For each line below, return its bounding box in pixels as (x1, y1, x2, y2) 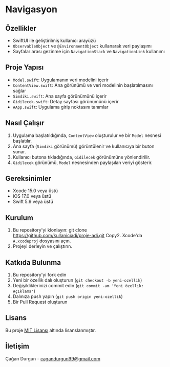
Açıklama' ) (12, 288, 36, 294)
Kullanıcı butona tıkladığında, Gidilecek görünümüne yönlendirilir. (12, 154, 151, 160)
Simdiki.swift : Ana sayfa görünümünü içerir (12, 93, 107, 99)
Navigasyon (5, 4, 58, 15)
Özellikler (5, 24, 37, 33)
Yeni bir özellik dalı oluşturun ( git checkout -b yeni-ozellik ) (12, 277, 142, 283)
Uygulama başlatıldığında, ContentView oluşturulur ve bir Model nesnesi (12, 132, 161, 139)
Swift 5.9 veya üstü (12, 198, 53, 205)
